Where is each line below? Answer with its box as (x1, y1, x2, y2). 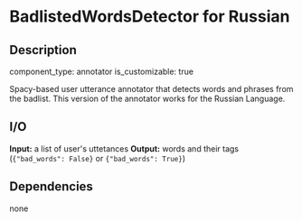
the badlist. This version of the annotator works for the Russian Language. (9, 93, 286, 104)
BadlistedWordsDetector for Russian (9, 6, 290, 27)
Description (9, 42, 77, 58)
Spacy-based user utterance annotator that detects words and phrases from (9, 84, 294, 94)
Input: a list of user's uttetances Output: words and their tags (9, 143, 240, 154)
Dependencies (9, 179, 93, 195)
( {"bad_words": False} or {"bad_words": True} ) (9, 152, 185, 163)
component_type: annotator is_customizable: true (9, 66, 194, 77)
